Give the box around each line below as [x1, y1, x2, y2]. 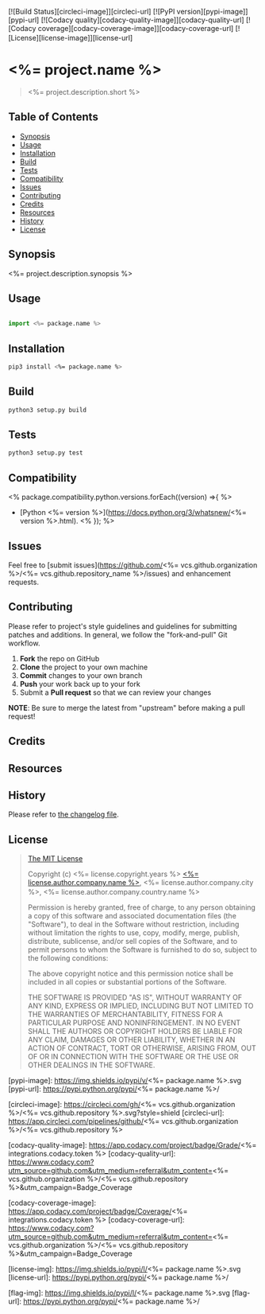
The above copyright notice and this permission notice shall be [27, 969, 234, 978]
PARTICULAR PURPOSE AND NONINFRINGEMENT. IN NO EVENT [27, 1018, 241, 1027]
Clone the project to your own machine [19, 662, 148, 672]
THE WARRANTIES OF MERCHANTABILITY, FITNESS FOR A [27, 1010, 224, 1020]
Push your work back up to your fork [19, 679, 140, 688]
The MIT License [27, 854, 83, 864]
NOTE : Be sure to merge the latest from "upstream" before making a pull [8, 703, 246, 712]
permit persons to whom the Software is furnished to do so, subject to [27, 945, 258, 954]
